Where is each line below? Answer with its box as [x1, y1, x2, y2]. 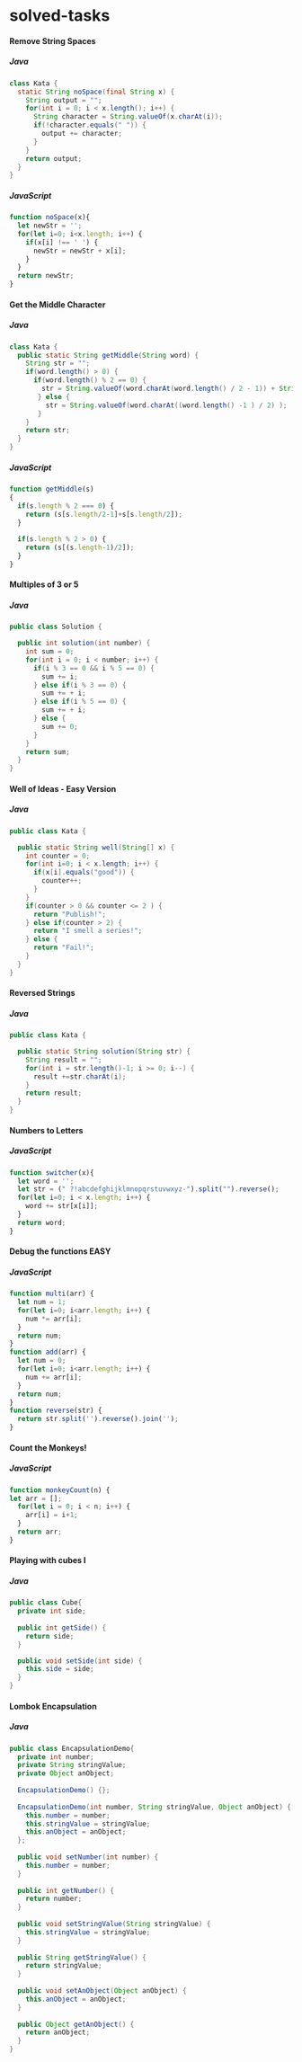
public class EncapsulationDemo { [9, 1744, 135, 1753]
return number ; [25, 1894, 83, 1904]
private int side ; [17, 1606, 87, 1616]
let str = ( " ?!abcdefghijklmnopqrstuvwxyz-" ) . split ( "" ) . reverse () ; [17, 1185, 280, 1194]
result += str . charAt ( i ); [32, 1071, 127, 1081]
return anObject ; [25, 2028, 91, 2037]
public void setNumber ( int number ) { [17, 1853, 159, 1862]
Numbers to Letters [9, 1124, 84, 1135]
